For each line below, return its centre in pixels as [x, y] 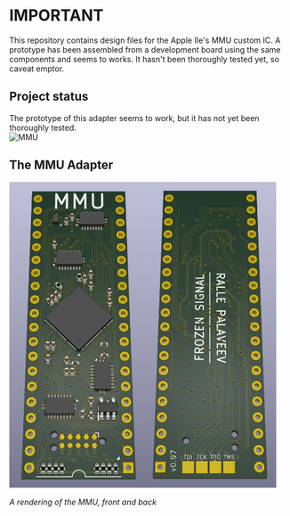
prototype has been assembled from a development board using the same [145, 49]
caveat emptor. [37, 69]
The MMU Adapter [61, 165]
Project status [49, 97]
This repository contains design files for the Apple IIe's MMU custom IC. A [145, 40]
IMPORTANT [56, 16]
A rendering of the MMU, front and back [83, 502]
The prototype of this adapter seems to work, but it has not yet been [134, 118]
